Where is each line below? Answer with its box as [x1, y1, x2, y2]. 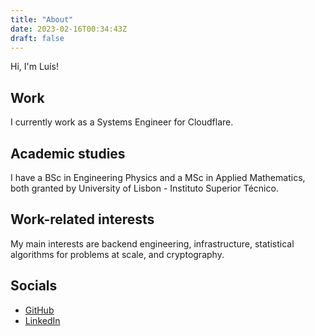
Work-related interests [10, 211, 155, 228]
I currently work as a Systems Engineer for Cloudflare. [10, 116, 234, 128]
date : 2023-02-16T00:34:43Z [10, 24, 128, 34]
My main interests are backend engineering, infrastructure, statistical [10, 237, 295, 250]
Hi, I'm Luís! [10, 61, 59, 73]
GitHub [24, 304, 55, 316]
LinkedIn [24, 314, 61, 326]
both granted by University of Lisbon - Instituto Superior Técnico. [10, 182, 279, 194]
